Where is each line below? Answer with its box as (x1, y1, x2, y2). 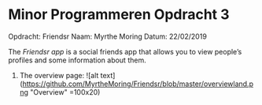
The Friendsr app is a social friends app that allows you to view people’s (8, 47, 242, 56)
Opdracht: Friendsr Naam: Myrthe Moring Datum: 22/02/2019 (8, 32, 207, 41)
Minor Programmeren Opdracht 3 (8, 6, 230, 24)
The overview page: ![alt (19, 70, 99, 80)
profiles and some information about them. (8, 55, 147, 65)
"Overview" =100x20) (30, 87, 101, 96)
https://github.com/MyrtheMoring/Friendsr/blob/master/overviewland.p (22, 79, 254, 88)
